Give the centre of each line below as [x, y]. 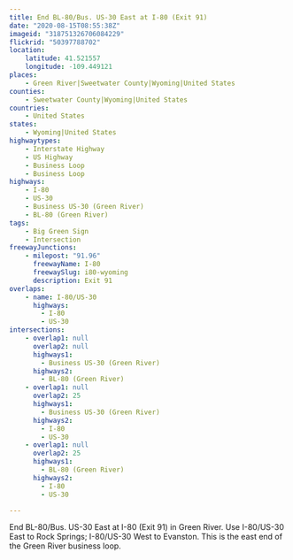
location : [27, 50]
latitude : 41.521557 [63, 58]
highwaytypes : [35, 141]
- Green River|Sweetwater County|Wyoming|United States [131, 83]
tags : [19, 223]
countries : [29, 108]
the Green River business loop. [65, 546]
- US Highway [49, 157]
